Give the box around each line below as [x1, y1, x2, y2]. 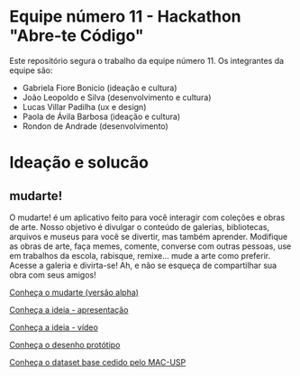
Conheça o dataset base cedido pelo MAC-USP [9, 356, 186, 367]
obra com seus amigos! [9, 269, 96, 280]
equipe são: [9, 65, 53, 76]
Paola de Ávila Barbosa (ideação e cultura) [22, 111, 181, 122]
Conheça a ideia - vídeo [9, 322, 99, 333]
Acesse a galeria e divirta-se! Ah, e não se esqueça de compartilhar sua [9, 260, 277, 271]
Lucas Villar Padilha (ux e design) [22, 101, 147, 112]
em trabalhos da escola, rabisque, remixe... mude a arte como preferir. [9, 250, 271, 261]
